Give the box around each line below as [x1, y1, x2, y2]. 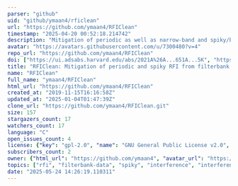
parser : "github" [7, 10, 59, 18]
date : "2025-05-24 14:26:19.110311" [7, 168, 115, 175]
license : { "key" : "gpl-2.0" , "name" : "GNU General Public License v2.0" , [7, 142, 230, 149]
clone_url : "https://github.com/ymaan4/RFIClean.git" [7, 103, 170, 110]
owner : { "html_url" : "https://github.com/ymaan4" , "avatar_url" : [7, 155, 204, 163]
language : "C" [7, 129, 50, 136]
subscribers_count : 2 [7, 149, 72, 156]
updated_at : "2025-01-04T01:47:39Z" [7, 96, 115, 103]
